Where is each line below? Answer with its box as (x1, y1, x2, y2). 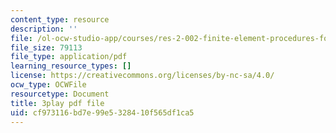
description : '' (10, 24, 78, 34)
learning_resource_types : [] (10, 61, 132, 71)
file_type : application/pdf (10, 52, 128, 62)
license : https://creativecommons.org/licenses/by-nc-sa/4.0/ (10, 71, 275, 81)
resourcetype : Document (10, 89, 110, 99)
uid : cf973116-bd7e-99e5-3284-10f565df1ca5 (10, 107, 195, 118)
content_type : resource (10, 14, 110, 25)
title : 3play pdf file (10, 98, 105, 108)
